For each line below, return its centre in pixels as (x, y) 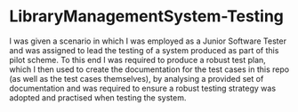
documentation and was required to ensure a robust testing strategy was (143, 88)
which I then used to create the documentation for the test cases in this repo (149, 69)
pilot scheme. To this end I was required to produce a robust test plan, (138, 60)
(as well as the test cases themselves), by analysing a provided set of (137, 78)
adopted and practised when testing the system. (98, 97)
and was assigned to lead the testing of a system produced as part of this (144, 50)
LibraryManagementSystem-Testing (147, 16)
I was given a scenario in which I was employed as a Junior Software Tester (148, 41)
